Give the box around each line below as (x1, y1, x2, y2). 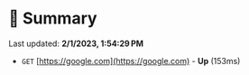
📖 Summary (8, 8, 97, 29)
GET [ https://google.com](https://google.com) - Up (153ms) (21, 55, 241, 66)
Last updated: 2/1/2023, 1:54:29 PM (8, 38, 144, 49)
